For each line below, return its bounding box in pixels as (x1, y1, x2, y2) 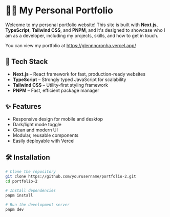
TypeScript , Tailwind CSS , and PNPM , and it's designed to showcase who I (5, 27, 165, 33)
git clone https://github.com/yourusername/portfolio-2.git (5, 174, 137, 179)
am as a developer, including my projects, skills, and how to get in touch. (5, 32, 159, 38)
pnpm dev (5, 207, 24, 212)
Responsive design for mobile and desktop (12, 115, 103, 122)
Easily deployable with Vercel (12, 137, 75, 144)
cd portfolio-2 (5, 179, 38, 184)
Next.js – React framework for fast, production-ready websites (12, 71, 146, 77)
